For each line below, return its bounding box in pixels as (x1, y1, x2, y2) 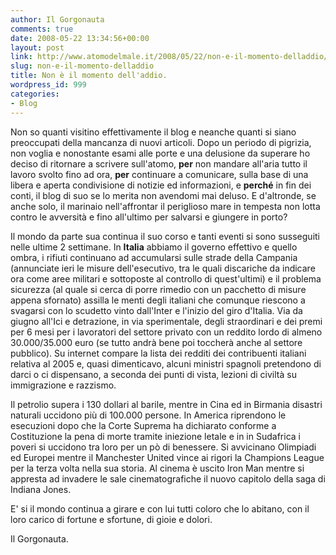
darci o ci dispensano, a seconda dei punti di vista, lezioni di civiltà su (10, 368, 297, 380)
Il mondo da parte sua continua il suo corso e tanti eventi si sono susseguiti (10, 230, 321, 242)
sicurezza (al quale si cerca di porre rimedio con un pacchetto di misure (10, 283, 307, 295)
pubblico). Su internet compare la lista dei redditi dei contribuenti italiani (10, 347, 307, 359)
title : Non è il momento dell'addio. (10, 71, 168, 81)
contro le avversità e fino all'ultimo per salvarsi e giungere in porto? (10, 211, 288, 223)
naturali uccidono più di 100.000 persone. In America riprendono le (10, 409, 287, 421)
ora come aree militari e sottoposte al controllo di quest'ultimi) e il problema (10, 272, 322, 285)
